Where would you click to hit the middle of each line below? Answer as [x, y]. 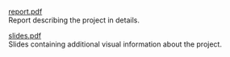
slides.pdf [25, 36]
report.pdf [25, 12]
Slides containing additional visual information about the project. [115, 44]
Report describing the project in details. [74, 20]
